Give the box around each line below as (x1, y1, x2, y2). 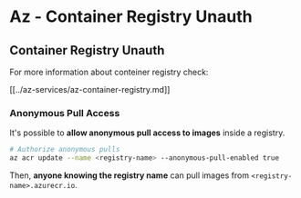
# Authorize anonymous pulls (9, 145, 120, 154)
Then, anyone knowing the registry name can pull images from (9, 170, 249, 181)
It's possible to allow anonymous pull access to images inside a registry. (9, 127, 285, 138)
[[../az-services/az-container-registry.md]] (9, 84, 171, 94)
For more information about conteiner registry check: (9, 66, 209, 77)
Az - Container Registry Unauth (9, 6, 253, 27)
